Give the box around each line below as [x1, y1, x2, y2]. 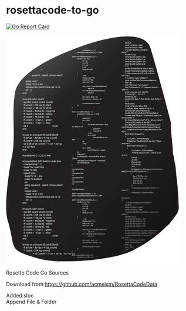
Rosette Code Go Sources [6, 269, 69, 276]
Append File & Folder [6, 298, 57, 305]
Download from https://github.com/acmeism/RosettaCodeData [6, 280, 158, 287]
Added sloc [6, 292, 34, 299]
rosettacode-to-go [6, 4, 100, 17]
